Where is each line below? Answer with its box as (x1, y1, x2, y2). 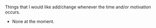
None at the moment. (12, 19, 55, 24)
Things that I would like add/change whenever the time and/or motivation (5, 4, 151, 10)
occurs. (5, 9, 20, 15)
